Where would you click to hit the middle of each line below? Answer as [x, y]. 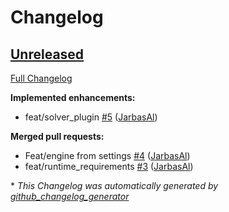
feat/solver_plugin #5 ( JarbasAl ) [91, 117]
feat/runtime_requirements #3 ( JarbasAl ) [109, 166]
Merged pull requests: [57, 136]
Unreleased [47, 54]
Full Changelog [41, 78]
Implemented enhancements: [73, 97]
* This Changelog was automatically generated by [114, 185]
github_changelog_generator [70, 196]
